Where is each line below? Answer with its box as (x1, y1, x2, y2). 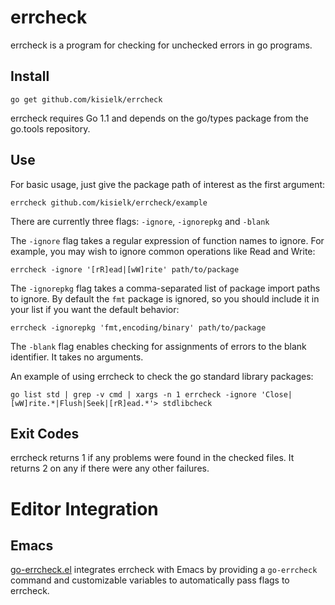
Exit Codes (10, 425, 80, 442)
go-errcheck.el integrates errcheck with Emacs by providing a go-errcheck (10, 564, 318, 576)
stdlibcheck (162, 398, 213, 408)
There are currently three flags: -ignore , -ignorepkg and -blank (10, 215, 270, 227)
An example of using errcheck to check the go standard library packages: (10, 370, 314, 382)
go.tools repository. (10, 122, 91, 135)
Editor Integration (10, 497, 159, 520)
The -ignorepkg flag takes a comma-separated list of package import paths (10, 282, 321, 294)
